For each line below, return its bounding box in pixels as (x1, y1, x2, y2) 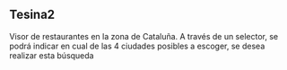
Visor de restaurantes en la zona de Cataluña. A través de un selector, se (9, 31, 279, 41)
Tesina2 (9, 7, 56, 22)
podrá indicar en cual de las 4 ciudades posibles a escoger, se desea (9, 40, 265, 51)
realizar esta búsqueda (9, 49, 94, 61)
